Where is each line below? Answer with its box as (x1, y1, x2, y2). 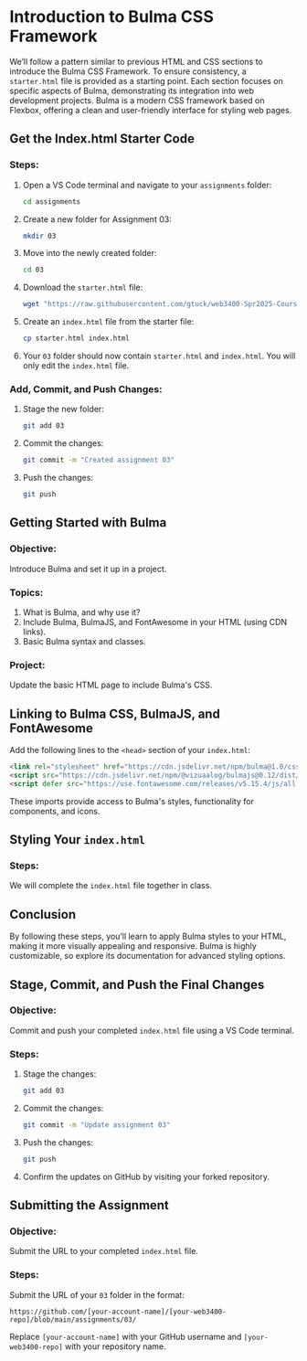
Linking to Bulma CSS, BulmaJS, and (9, 706, 221, 721)
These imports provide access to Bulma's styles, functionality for (9, 795, 254, 806)
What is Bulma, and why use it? (22, 606, 141, 618)
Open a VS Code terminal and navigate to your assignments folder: (22, 179, 272, 190)
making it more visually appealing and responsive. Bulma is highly (9, 941, 258, 952)
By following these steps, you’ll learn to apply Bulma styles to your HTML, (9, 930, 287, 942)
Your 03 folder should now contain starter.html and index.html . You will (22, 350, 296, 361)
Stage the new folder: (22, 404, 105, 415)
